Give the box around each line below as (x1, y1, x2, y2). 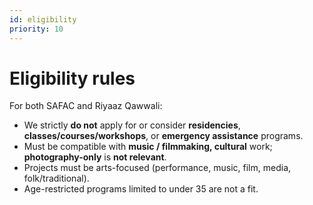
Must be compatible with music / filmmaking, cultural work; (23, 141, 273, 153)
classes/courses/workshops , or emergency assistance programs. (23, 130, 304, 142)
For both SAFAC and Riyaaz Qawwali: (9, 100, 163, 112)
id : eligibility (9, 14, 77, 25)
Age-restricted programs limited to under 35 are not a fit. (23, 183, 259, 195)
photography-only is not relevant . (23, 151, 167, 163)
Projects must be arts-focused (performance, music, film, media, (23, 162, 292, 174)
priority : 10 (9, 24, 64, 34)
